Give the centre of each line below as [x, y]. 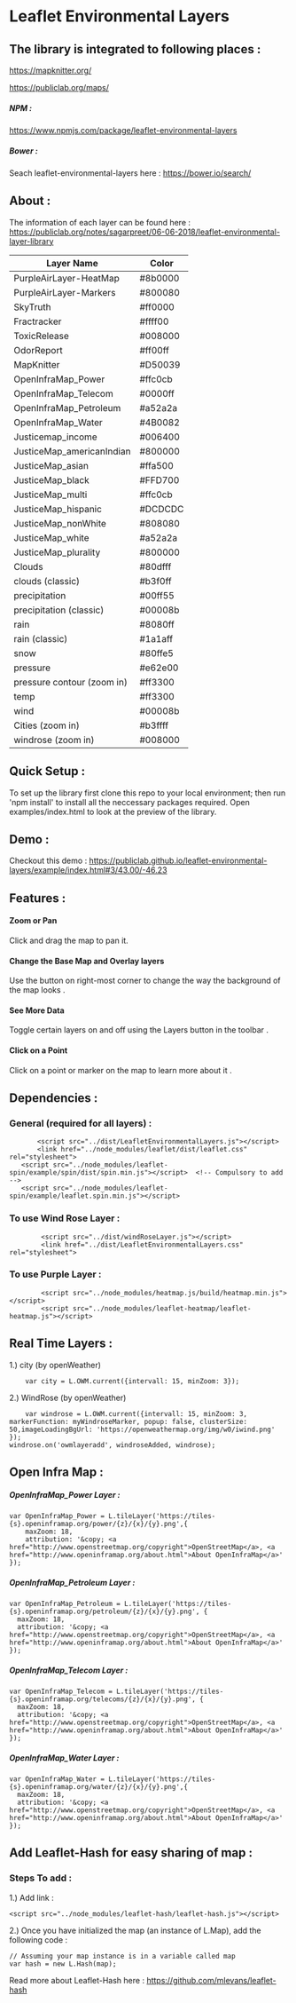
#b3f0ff [156, 581]
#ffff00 [154, 321]
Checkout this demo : [48, 861]
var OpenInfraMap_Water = [57, 1779]
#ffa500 [157, 465]
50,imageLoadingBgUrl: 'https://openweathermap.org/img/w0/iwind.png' [142, 1429]
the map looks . [37, 990]
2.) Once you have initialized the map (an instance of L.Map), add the [135, 1930]
